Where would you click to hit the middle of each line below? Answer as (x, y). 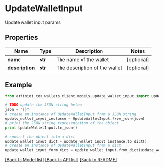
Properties (21, 37)
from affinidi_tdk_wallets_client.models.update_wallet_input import (77, 96)
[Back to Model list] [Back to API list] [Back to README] (61, 160)
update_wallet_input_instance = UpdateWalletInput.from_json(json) (75, 119)
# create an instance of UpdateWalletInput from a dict (63, 146)
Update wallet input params (33, 22)
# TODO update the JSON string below (43, 105)
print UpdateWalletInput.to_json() (41, 128)
